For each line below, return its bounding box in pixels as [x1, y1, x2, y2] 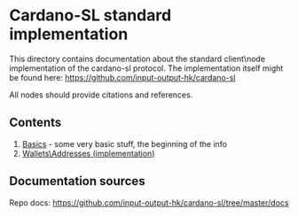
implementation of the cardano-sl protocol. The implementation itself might [9, 63, 284, 74]
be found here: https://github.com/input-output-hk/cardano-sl [9, 72, 236, 82]
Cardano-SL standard [9, 5, 172, 26]
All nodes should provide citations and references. [9, 89, 193, 100]
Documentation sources [9, 174, 145, 189]
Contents [9, 115, 62, 130]
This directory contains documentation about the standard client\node [9, 53, 266, 64]
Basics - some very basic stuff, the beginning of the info [21, 138, 228, 149]
